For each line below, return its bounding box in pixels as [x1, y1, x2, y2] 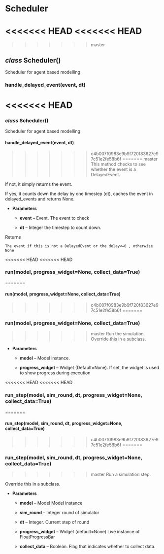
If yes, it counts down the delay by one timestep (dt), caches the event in [5, 191, 153, 196]
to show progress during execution [19, 370, 91, 376]
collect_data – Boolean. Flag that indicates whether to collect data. [19, 544, 156, 550]
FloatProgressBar [19, 534, 55, 540]
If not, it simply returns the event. [5, 181, 72, 187]
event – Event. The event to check [19, 215, 90, 221]
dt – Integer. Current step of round [19, 519, 90, 525]
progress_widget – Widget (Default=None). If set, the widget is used [19, 365, 159, 371]
